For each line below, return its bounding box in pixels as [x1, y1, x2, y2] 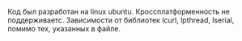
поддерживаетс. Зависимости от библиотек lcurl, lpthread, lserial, [7, 15, 235, 25]
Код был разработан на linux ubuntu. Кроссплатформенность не [7, 7, 230, 16]
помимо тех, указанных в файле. [7, 24, 121, 33]
